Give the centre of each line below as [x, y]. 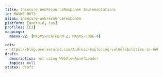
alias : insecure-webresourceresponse [43, 18]
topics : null [23, 63]
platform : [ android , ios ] [31, 23]
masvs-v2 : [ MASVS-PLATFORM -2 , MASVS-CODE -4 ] [55, 37]
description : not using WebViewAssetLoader [54, 58]
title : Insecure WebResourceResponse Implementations [61, 9]
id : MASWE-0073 [20, 14]
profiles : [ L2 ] [20, 27]
